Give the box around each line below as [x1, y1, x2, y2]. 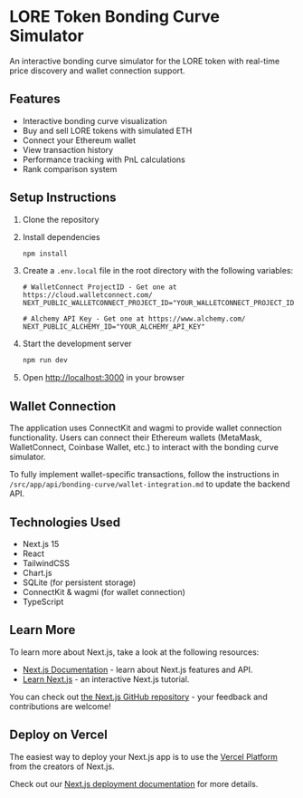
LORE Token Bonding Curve [9, 6, 220, 27]
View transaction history [22, 144, 114, 155]
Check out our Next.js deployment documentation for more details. [9, 778, 259, 789]
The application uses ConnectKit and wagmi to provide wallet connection [9, 423, 282, 434]
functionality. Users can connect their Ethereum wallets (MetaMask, [9, 432, 262, 443]
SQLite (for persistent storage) [22, 577, 137, 588]
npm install [22, 249, 68, 258]
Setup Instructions [9, 190, 117, 206]
